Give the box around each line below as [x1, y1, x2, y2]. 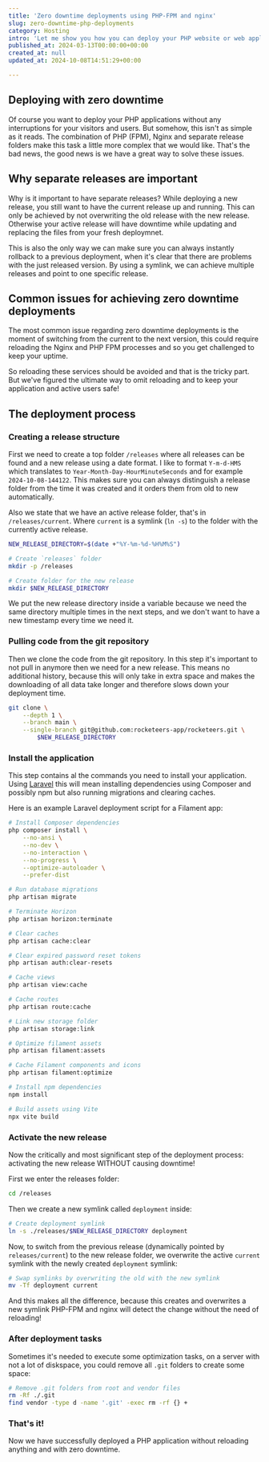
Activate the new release [8, 1131, 107, 1142]
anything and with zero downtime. [8, 1444, 121, 1454]
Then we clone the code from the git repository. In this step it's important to [8, 654, 258, 663]
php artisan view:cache [8, 981, 88, 989]
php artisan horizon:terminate [8, 914, 113, 923]
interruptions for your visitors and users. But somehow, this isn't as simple [8, 123, 252, 132]
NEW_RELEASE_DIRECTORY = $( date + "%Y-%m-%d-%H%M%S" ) [8, 540, 181, 548]
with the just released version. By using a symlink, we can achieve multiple [8, 260, 255, 270]
